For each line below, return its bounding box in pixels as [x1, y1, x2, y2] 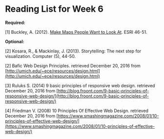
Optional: [5, 38, 24, 45]
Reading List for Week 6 [5, 3, 104, 15]
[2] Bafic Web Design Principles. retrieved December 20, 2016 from [5, 63, 141, 69]
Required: [5, 20, 25, 25]
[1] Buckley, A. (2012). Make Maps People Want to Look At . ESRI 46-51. [5, 29, 147, 35]
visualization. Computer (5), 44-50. [5, 53, 76, 59]
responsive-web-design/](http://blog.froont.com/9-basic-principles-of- [5, 93, 149, 99]
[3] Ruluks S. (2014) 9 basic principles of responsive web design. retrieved [5, 82, 155, 89]
